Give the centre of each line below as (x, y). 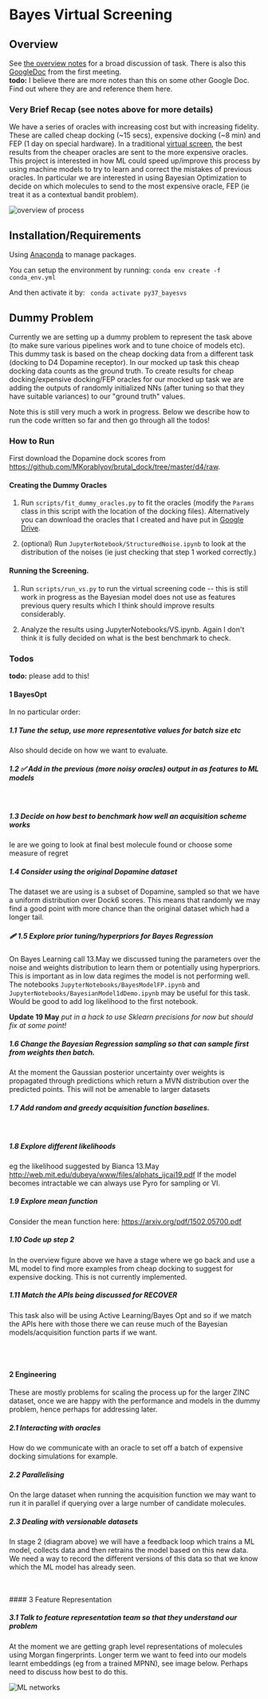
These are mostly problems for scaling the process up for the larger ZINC (130, 1392)
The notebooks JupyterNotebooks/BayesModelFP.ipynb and (104, 984)
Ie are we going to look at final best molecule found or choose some (121, 845)
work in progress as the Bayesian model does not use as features (128, 597)
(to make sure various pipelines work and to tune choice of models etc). (127, 345)
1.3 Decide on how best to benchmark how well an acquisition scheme (128, 816)
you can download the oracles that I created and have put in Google (132, 520)
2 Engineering (33, 1375)
